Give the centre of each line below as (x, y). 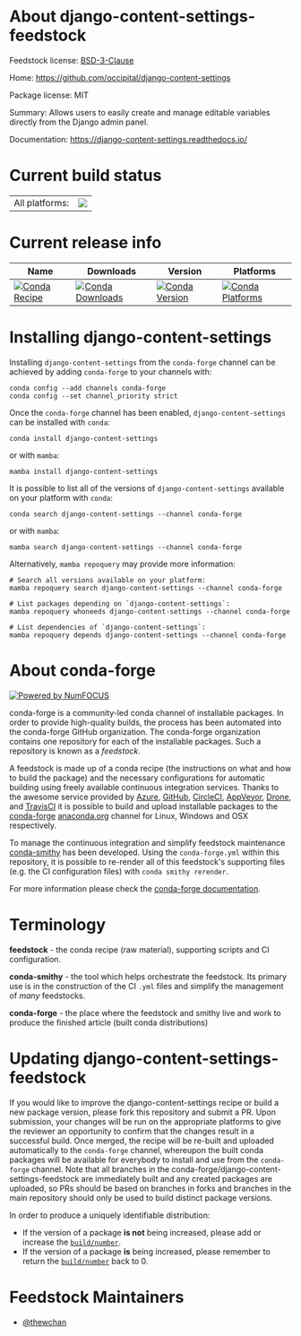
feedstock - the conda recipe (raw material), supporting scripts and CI (140, 949)
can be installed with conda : (60, 422)
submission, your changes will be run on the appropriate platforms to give (146, 1121)
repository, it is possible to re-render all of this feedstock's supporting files (147, 861)
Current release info (86, 243)
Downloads (112, 271)
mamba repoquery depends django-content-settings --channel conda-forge (148, 635)
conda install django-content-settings (84, 438)
